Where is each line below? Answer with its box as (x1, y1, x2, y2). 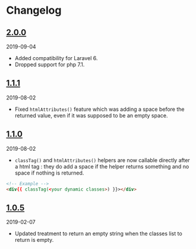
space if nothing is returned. (14, 169, 84, 176)
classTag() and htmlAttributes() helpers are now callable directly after (14, 156, 190, 164)
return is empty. (14, 236, 54, 244)
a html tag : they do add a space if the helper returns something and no (14, 163, 189, 170)
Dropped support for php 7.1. (14, 61, 85, 68)
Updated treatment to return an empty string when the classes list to (14, 230, 182, 237)
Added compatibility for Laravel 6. (14, 55, 98, 61)
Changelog (6, 4, 62, 17)
